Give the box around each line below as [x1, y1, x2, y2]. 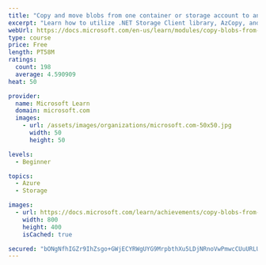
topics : [8, 172, 34, 180]
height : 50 [28, 136, 66, 144]
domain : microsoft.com [15, 107, 90, 115]
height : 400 [22, 223, 62, 231]
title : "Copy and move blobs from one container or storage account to [8, 11, 249, 20]
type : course [8, 33, 51, 42]
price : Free [8, 41, 47, 49]
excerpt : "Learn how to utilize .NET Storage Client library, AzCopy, [8, 19, 246, 27]
